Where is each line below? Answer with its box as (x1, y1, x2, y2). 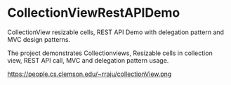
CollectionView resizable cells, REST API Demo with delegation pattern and (7, 28, 225, 36)
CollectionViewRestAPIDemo (7, 5, 180, 21)
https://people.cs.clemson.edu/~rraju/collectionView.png (7, 70, 172, 78)
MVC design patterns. (7, 35, 71, 43)
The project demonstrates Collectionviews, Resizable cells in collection (7, 49, 213, 57)
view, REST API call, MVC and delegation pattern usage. (7, 56, 169, 64)
